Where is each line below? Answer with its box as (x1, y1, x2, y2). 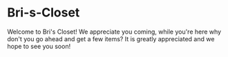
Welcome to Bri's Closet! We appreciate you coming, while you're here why (7, 27, 222, 36)
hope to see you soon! (7, 42, 71, 50)
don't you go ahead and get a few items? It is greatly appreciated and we (7, 34, 215, 43)
